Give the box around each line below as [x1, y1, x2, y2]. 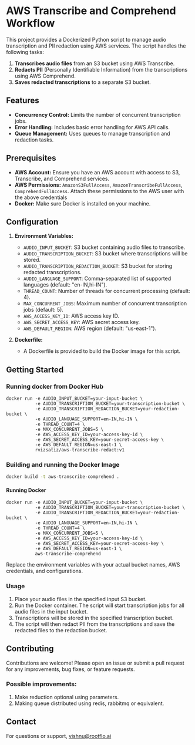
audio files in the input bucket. [14, 608, 88, 615]
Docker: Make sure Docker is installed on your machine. [14, 200, 151, 207]
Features [6, 96, 39, 106]
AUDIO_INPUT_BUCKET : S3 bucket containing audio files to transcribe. [23, 244, 186, 251]
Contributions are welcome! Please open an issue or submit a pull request [6, 659, 185, 666]
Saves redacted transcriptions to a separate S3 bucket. [14, 78, 151, 86]
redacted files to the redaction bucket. [14, 626, 107, 633]
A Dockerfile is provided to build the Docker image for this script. [23, 348, 181, 355]
